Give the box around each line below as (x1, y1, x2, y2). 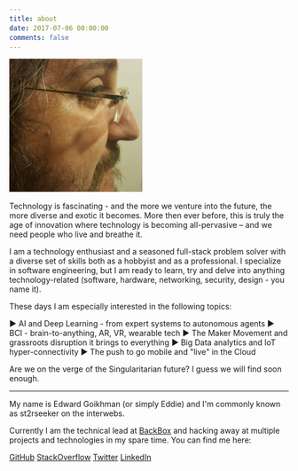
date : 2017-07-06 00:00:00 (9, 23, 109, 33)
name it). (9, 284, 42, 294)
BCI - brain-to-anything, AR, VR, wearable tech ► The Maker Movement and (9, 328, 288, 339)
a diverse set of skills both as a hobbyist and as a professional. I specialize (9, 255, 282, 266)
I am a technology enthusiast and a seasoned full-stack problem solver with (9, 247, 286, 257)
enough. (9, 373, 40, 384)
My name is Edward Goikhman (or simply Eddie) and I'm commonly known (9, 399, 281, 410)
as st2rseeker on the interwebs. (9, 408, 125, 419)
